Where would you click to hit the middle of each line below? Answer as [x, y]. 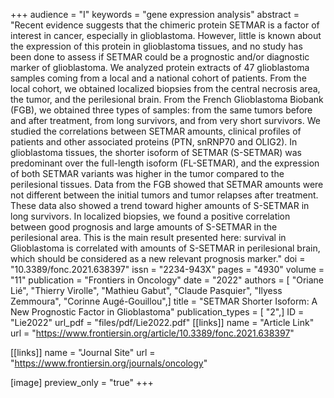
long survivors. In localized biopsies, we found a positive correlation [150, 216]
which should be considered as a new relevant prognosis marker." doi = [158, 258]
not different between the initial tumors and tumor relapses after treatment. [164, 195]
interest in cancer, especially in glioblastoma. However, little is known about [166, 35]
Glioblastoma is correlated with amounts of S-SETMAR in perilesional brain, [165, 248]
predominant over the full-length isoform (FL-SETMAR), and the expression [165, 163]
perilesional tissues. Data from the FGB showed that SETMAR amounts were [167, 184]
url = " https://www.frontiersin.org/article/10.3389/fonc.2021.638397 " [152, 333]
